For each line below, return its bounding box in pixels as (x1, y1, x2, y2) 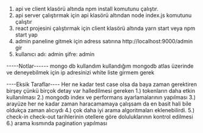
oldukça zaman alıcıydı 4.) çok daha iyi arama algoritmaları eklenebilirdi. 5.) (6, 107, 195, 113)
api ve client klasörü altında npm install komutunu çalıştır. (15, 5, 158, 12)
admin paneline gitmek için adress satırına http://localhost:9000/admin (15, 38, 193, 45)
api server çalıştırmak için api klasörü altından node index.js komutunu (15, 12, 192, 19)
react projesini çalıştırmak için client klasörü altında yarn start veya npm (15, 24, 196, 32)
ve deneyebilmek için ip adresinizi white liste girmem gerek (6, 69, 154, 76)
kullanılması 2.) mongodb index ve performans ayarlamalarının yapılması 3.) (6, 94, 196, 101)
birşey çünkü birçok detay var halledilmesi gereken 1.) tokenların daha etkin (6, 87, 196, 94)
